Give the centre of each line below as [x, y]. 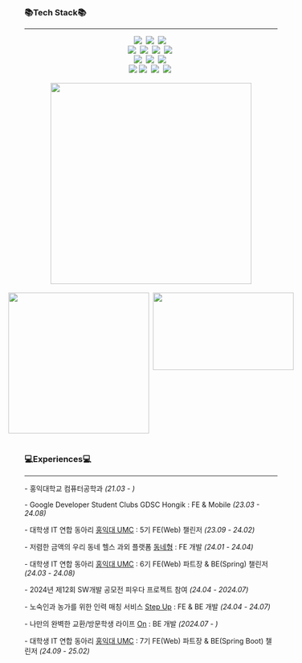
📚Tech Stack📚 [55, 12]
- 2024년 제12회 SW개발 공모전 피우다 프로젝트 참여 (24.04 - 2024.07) [137, 589]
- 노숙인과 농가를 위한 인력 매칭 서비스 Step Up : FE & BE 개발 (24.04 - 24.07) [147, 607]
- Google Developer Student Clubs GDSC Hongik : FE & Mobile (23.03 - [142, 504]
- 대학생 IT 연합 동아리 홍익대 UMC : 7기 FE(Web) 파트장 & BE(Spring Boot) [144, 640]
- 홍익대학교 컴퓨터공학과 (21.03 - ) [80, 488]
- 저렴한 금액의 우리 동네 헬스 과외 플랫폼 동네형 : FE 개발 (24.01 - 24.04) [139, 546]
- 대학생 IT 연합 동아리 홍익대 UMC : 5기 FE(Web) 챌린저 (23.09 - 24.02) [140, 529]
